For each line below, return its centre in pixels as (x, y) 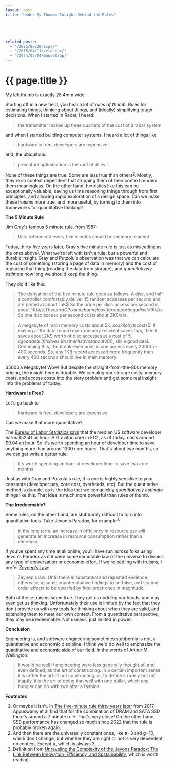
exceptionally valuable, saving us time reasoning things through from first (81, 191)
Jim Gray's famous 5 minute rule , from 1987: (51, 227)
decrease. (28, 541)
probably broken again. (37, 727)
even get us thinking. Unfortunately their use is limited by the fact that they (83, 603)
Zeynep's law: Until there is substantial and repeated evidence (82, 577)
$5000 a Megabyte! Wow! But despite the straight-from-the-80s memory (81, 367)
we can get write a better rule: (37, 454)
